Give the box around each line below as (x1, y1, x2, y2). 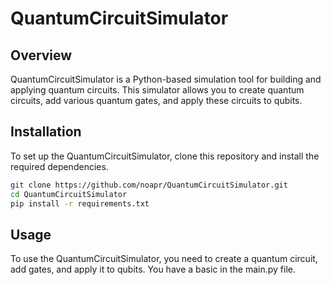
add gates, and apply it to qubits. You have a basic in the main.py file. (10, 263, 296, 276)
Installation (10, 123, 82, 141)
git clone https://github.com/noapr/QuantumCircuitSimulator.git (10, 180, 288, 190)
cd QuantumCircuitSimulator (10, 189, 128, 199)
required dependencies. (10, 160, 109, 172)
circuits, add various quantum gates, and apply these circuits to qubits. (10, 95, 303, 106)
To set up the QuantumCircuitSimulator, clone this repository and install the (10, 150, 320, 162)
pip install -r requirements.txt (10, 198, 150, 209)
